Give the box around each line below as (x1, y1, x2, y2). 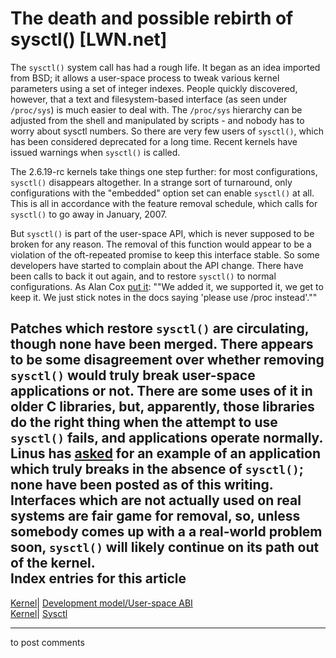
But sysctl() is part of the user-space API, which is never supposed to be (10, 227, 315, 239)
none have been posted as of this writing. (10, 477, 274, 494)
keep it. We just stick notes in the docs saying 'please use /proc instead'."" (10, 291, 318, 303)
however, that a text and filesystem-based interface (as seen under (10, 93, 288, 105)
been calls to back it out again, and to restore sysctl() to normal (10, 270, 277, 282)
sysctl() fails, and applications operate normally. (10, 430, 323, 447)
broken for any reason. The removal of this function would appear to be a (10, 238, 312, 250)
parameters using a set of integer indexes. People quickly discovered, (10, 82, 298, 94)
